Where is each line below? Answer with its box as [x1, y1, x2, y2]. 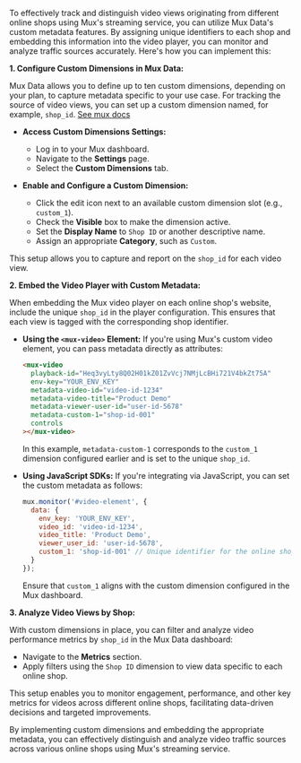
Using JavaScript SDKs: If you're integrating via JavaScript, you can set [21, 470, 290, 481]
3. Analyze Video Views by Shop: [9, 607, 136, 618]
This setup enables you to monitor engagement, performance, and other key [9, 688, 291, 698]
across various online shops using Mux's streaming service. [9, 743, 231, 754]
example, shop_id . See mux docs [9, 109, 131, 119]
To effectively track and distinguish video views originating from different [9, 8, 279, 18]
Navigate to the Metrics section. [21, 651, 142, 662]
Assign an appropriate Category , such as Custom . [35, 236, 218, 246]
